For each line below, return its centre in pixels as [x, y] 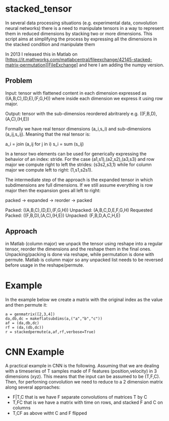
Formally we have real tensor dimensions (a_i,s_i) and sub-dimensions [78, 129]
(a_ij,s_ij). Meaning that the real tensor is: [48, 134]
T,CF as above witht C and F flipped [50, 413]
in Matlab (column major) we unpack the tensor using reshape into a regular [84, 243]
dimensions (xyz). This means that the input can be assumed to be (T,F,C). [83, 376]
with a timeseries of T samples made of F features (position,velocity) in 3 [81, 371]
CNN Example [35, 352]
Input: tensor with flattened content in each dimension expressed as [76, 93]
